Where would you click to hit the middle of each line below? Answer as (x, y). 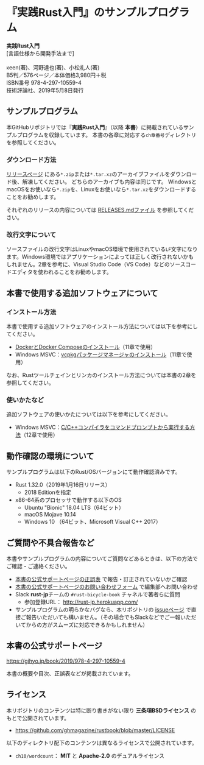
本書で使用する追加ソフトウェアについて (82, 293)
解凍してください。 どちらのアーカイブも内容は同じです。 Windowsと (109, 182)
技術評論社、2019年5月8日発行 (45, 90)
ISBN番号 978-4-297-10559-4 (44, 82)
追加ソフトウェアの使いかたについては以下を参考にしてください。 (89, 414)
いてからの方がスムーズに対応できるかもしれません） (81, 624)
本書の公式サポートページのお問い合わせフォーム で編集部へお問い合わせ (107, 587)
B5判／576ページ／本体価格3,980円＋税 (56, 75)
